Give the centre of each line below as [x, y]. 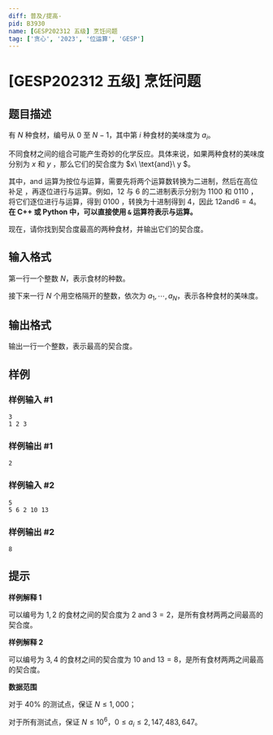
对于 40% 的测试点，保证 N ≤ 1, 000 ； [72, 704]
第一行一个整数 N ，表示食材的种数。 [69, 278]
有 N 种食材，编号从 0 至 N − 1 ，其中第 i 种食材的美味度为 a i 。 [112, 136]
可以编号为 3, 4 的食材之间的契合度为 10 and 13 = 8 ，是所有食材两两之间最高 [136, 659]
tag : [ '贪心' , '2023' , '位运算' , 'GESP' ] [76, 39]
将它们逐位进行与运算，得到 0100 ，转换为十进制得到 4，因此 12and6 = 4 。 [135, 202]
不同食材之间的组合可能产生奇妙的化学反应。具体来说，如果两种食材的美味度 [136, 154]
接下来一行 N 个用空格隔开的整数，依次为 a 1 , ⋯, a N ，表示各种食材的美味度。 [135, 296]
